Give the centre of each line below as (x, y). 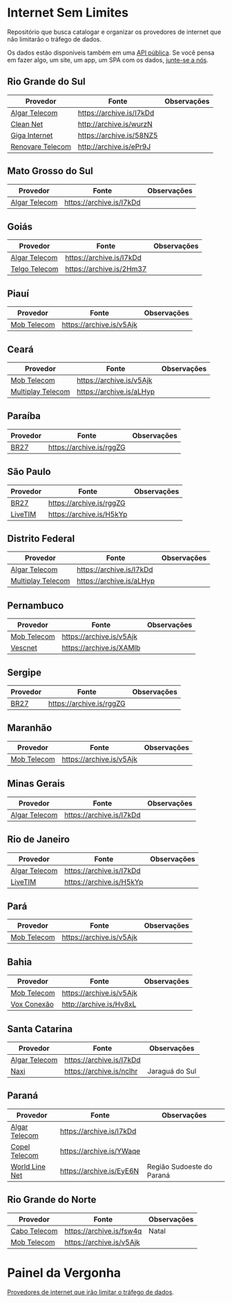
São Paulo (29, 472)
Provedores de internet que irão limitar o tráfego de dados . (91, 1292)
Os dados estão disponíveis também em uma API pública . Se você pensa (111, 53)
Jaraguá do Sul (172, 1071)
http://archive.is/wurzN (115, 124)
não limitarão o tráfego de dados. (55, 39)
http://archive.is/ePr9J (114, 147)
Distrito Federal (41, 539)
